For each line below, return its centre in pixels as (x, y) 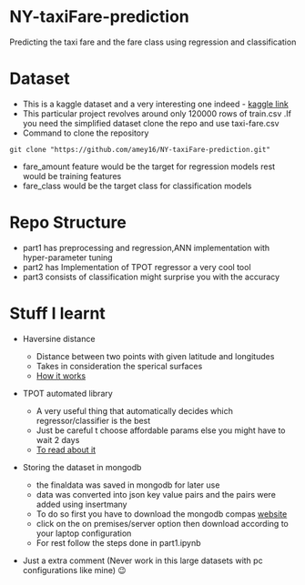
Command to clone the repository (86, 133)
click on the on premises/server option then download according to (162, 523)
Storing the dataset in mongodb (82, 467)
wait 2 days (58, 439)
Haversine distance (59, 338)
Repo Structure (68, 222)
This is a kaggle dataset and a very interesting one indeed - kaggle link (155, 104)
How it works (61, 376)
